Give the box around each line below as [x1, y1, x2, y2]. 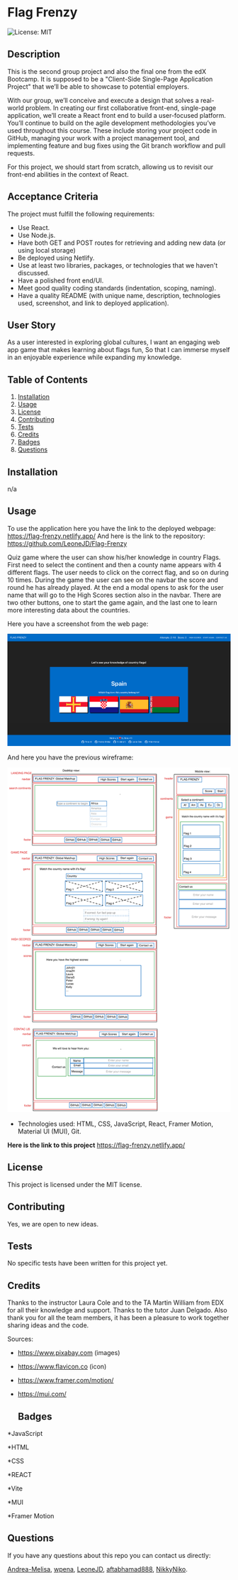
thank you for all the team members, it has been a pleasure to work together [7, 1314, 229, 1322]
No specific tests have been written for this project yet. [7, 1259, 168, 1268]
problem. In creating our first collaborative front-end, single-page [25, 104, 217, 112]
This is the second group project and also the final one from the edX [7, 67, 207, 75]
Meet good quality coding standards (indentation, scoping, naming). [17, 283, 217, 292]
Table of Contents [7, 373, 89, 385]
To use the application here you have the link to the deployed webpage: [7, 524, 216, 532]
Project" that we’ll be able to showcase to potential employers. [7, 82, 190, 91]
